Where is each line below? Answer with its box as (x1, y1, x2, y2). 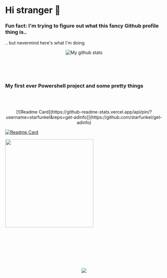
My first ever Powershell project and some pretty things (5, 82, 143, 89)
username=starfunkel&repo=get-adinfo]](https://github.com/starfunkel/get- (5, 114, 162, 120)
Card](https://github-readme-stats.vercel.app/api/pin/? (38, 108, 152, 114)
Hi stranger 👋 (5, 4, 61, 16)
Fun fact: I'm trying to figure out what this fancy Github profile (5, 22, 159, 29)
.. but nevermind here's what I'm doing (5, 40, 85, 46)
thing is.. (5, 28, 27, 35)
